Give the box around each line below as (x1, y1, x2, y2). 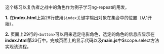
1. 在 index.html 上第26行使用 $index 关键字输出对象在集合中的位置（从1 (5, 15, 148, 21)
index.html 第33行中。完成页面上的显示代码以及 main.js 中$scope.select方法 (5, 37, 160, 43)
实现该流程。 (5, 44, 31, 49)
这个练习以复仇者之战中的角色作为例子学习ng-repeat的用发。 (5, 4, 129, 10)
